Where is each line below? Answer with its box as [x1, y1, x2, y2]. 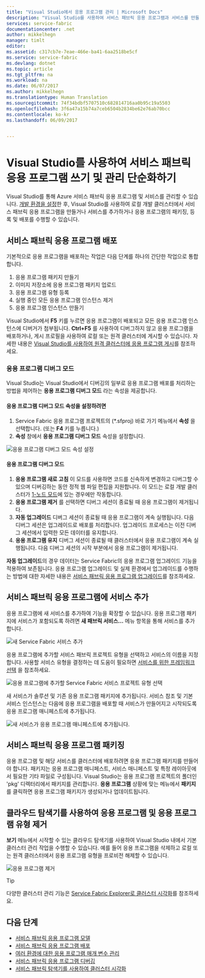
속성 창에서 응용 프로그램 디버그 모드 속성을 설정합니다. [15, 432, 145, 439]
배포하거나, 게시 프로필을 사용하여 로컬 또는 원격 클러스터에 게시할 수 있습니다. [6, 332, 192, 340]
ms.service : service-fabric [6, 54, 78, 61]
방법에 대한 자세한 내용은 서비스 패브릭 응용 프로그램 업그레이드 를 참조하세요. [12, 572, 195, 580]
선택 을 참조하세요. [6, 666, 51, 673]
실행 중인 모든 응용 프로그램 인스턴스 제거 [15, 296, 113, 304]
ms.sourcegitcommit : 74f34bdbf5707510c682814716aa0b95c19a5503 [6, 100, 171, 106]
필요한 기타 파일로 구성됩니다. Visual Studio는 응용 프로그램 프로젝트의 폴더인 [12, 772, 197, 780]
